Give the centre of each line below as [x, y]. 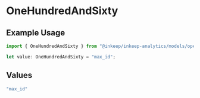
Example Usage [36, 33]
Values [19, 75]
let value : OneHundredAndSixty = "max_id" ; [61, 57]
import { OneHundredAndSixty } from [51, 46]
